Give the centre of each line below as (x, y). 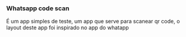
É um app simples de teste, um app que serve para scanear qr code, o (93, 21)
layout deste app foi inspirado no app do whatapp (67, 27)
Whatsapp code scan (38, 8)
